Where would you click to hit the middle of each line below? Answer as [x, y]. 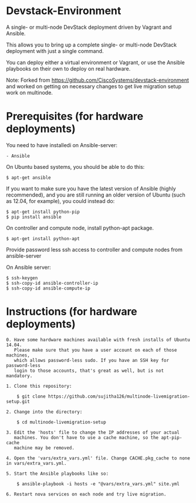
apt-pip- [172, 437]
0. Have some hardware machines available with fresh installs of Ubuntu [98, 339]
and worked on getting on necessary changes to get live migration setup [94, 86]
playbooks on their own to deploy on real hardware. [68, 68]
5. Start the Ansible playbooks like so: [58, 474]
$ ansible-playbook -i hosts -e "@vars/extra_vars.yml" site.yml [98, 484]
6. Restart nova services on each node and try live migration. [86, 494]
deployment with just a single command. [55, 51]
